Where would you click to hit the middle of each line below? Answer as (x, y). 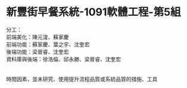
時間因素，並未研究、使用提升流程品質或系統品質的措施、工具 (82, 79)
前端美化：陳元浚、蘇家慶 (38, 37)
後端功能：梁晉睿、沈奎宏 (38, 51)
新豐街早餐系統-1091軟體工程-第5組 (93, 12)
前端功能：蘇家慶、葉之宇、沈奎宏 (48, 44)
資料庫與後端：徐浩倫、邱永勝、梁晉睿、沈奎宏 (63, 59)
